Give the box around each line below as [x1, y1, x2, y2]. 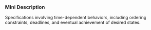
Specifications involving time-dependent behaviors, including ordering [5, 15, 147, 20]
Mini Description [5, 4, 45, 10]
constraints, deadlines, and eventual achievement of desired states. [5, 20, 141, 25]
